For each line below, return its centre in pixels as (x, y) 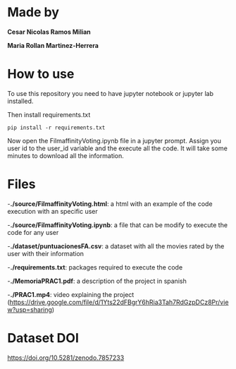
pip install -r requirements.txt (56, 128)
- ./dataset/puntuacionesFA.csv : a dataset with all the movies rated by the (116, 246)
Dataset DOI (43, 338)
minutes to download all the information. (66, 155)
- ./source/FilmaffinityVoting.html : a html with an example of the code (110, 204)
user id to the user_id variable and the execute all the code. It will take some (117, 148)
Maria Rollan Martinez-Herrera (53, 45)
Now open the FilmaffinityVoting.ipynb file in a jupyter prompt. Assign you (114, 140)
